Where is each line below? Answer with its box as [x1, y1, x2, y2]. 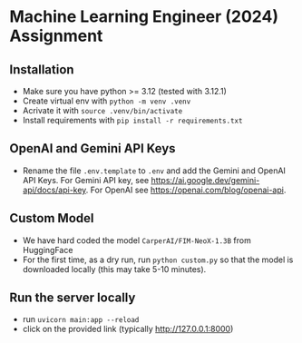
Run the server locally [9, 290, 136, 306]
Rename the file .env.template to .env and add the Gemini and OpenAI [22, 165, 286, 176]
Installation [9, 62, 74, 77]
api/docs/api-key [22, 184, 86, 195]
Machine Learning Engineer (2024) [9, 6, 279, 27]
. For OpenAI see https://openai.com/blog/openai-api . [85, 184, 287, 195]
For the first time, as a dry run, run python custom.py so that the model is [22, 254, 294, 265]
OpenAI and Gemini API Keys [9, 141, 176, 156]
